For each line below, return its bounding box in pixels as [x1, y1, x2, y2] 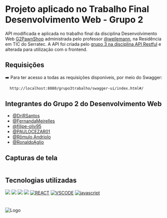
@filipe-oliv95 [12, 123, 41, 129]
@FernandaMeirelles [12, 118, 55, 124]
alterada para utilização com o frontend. [5, 46, 88, 52]
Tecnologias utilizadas [5, 176, 77, 185]
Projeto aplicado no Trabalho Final [5, 3, 150, 15]
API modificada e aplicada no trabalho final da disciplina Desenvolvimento [5, 30, 158, 36]
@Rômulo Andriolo [12, 134, 51, 140]
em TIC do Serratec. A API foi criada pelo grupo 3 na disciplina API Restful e [5, 41, 162, 47]
